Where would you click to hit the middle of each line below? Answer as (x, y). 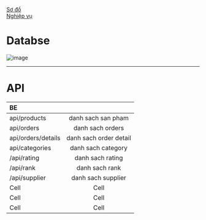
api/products (28, 118)
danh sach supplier (99, 178)
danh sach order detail (99, 138)
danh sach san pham (99, 118)
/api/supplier (28, 178)
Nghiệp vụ (19, 16)
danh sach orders (99, 127)
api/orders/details (35, 138)
